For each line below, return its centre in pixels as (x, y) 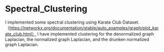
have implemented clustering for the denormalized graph (97, 34)
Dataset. (131, 22)
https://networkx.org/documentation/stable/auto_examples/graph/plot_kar (84, 28)
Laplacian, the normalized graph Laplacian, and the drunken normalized (77, 39)
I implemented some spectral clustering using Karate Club (63, 22)
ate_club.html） (21, 34)
